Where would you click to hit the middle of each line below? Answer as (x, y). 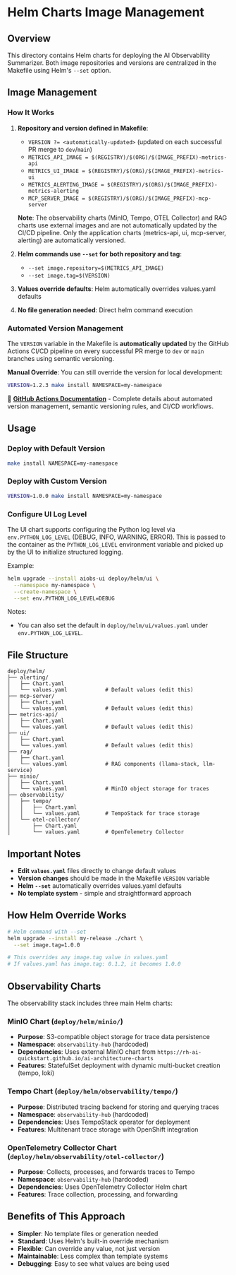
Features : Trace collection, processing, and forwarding (98, 1194)
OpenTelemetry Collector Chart (62, 1147)
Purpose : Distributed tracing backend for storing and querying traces (118, 1107)
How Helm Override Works (67, 915)
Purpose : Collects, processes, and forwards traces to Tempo (106, 1172)
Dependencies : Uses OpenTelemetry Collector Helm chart (103, 1187)
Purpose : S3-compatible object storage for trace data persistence (113, 1037)
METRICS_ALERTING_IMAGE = (66, 184)
